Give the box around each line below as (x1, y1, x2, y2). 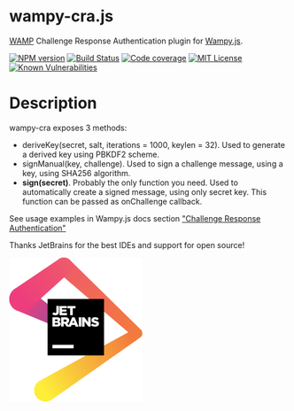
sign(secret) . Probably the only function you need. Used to (21, 177, 239, 188)
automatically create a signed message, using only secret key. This (21, 186, 267, 197)
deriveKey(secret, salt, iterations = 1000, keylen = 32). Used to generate (21, 139, 286, 150)
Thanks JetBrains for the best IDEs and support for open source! (9, 239, 245, 250)
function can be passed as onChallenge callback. (21, 196, 203, 206)
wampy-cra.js (9, 6, 113, 27)
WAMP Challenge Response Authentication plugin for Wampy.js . (9, 35, 244, 46)
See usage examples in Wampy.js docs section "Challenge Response (9, 213, 261, 223)
